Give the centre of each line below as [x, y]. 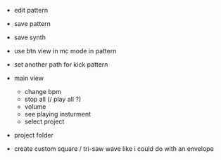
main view [29, 78]
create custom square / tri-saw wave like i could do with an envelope [114, 149]
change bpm [43, 92]
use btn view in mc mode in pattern [65, 51]
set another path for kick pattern [61, 65]
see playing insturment [58, 114]
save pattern [32, 24]
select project [44, 121]
